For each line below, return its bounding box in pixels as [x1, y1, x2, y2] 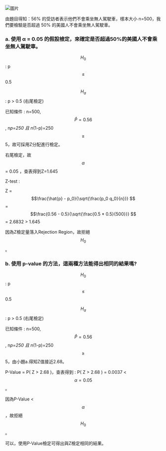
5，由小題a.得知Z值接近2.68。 [5, 358, 67, 364]
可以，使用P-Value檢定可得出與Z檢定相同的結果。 [5, 441, 107, 447]
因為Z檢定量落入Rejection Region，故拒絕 [5, 229, 90, 235]
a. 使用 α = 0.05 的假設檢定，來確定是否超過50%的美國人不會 [5, 35, 153, 42]
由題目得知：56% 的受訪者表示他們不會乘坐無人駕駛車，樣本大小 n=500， [5, 16, 157, 22]
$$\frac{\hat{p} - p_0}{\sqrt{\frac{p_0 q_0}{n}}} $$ [31, 196, 135, 201]
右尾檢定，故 [5, 151, 31, 158]
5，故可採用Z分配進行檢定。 [5, 141, 63, 147]
